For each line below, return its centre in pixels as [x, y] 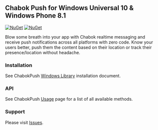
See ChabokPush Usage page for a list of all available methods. [69, 99]
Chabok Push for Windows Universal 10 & [69, 8]
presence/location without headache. [43, 52]
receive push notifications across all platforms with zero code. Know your [79, 42]
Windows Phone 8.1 [35, 16]
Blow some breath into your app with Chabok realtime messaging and [75, 37]
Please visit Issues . [24, 122]
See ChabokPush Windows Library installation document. [63, 76]
